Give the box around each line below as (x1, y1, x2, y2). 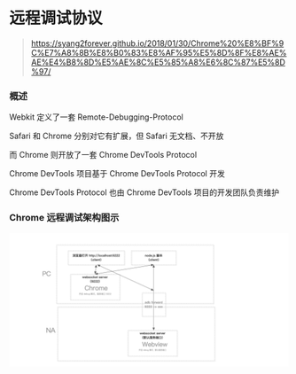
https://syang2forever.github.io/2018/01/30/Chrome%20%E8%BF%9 (30, 37, 284, 49)
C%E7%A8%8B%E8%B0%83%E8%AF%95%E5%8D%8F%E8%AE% (30, 47, 287, 58)
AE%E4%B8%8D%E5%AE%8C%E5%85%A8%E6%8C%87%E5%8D (30, 57, 286, 67)
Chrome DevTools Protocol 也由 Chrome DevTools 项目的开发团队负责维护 (9, 187, 280, 198)
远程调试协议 (9, 8, 104, 28)
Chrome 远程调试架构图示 (9, 212, 120, 224)
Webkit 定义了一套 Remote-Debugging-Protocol (9, 112, 183, 122)
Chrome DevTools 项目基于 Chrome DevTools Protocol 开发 (9, 168, 226, 179)
